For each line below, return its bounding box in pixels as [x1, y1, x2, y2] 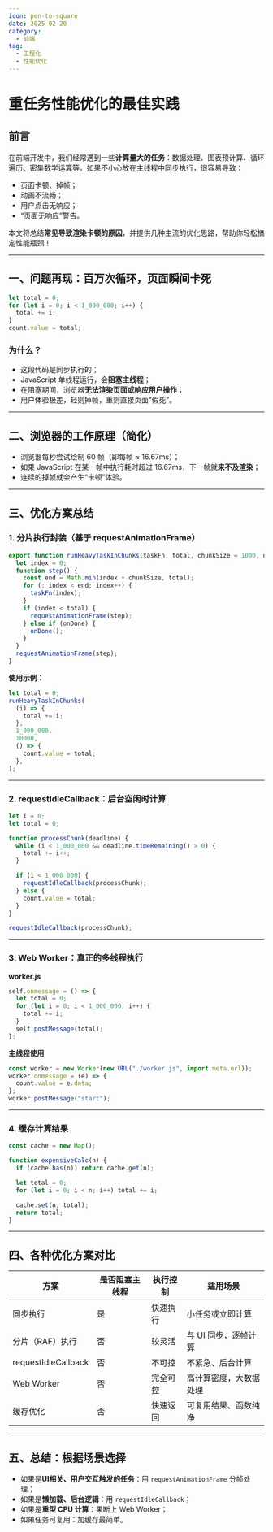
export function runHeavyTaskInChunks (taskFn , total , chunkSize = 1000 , [8, 551, 260, 559]
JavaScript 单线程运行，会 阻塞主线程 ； [19, 375, 151, 384]
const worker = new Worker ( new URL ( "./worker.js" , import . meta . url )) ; [8, 1064, 253, 1073]
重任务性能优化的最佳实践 [8, 95, 180, 114]
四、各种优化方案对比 [8, 1248, 115, 1262]
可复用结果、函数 [186, 1400, 252, 1411]
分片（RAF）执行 [12, 1336, 77, 1348]
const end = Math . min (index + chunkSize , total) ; [23, 574, 195, 582]
